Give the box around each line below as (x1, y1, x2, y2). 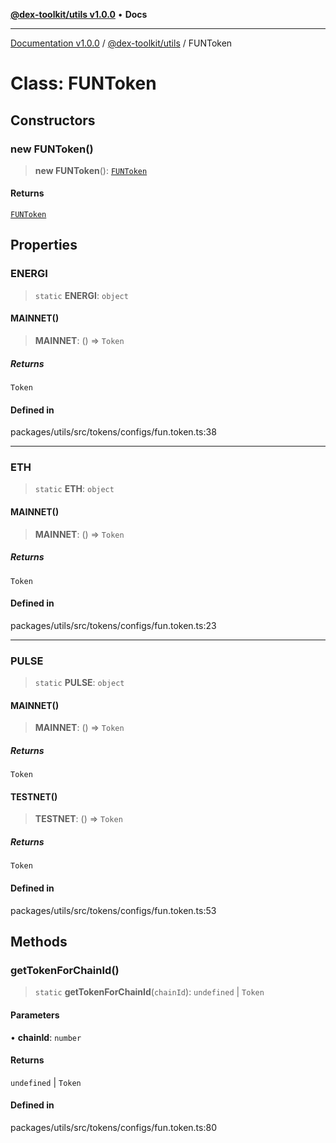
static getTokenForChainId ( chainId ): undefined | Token (34, 986, 265, 998)
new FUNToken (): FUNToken (34, 164, 148, 176)
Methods (10, 934, 68, 951)
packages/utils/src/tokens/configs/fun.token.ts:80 (10, 1121, 217, 1133)
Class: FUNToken (10, 72, 157, 95)
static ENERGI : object (34, 289, 129, 301)
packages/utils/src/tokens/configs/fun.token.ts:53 (10, 904, 217, 916)
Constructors (10, 112, 96, 129)
